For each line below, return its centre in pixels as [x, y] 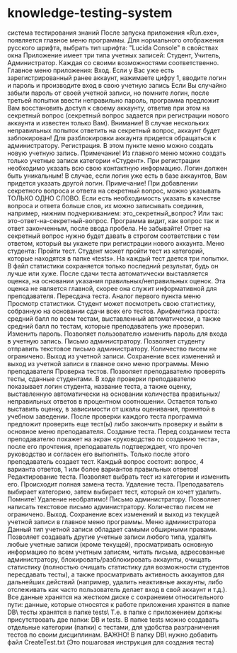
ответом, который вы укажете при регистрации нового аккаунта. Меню [116, 243]
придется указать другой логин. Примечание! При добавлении [103, 183]
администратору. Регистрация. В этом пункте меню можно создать [110, 145]
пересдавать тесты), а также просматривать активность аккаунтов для [116, 574]
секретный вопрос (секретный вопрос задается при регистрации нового [118, 115]
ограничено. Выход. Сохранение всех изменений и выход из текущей [113, 514]
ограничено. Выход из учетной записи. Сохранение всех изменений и [114, 356]
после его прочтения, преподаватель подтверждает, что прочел [105, 446]
